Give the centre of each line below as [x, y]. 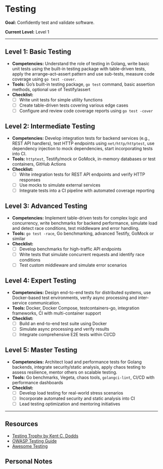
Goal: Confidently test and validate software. [50, 22]
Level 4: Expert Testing [41, 281]
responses [30, 180]
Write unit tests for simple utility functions [61, 100]
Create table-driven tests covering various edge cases [74, 105]
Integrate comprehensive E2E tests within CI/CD [67, 334]
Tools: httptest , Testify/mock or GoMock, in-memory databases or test [84, 159]
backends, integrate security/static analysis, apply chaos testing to [79, 367]
